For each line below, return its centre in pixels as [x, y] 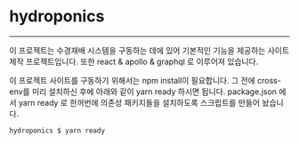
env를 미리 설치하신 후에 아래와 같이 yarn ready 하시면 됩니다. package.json [143, 92]
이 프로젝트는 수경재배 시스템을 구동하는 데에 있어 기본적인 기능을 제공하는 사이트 [149, 50]
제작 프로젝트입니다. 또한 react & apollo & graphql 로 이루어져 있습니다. [134, 61]
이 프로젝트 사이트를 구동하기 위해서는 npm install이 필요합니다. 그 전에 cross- [145, 80]
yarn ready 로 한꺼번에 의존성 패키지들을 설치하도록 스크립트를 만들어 [139, 102]
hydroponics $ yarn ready [57, 131]
